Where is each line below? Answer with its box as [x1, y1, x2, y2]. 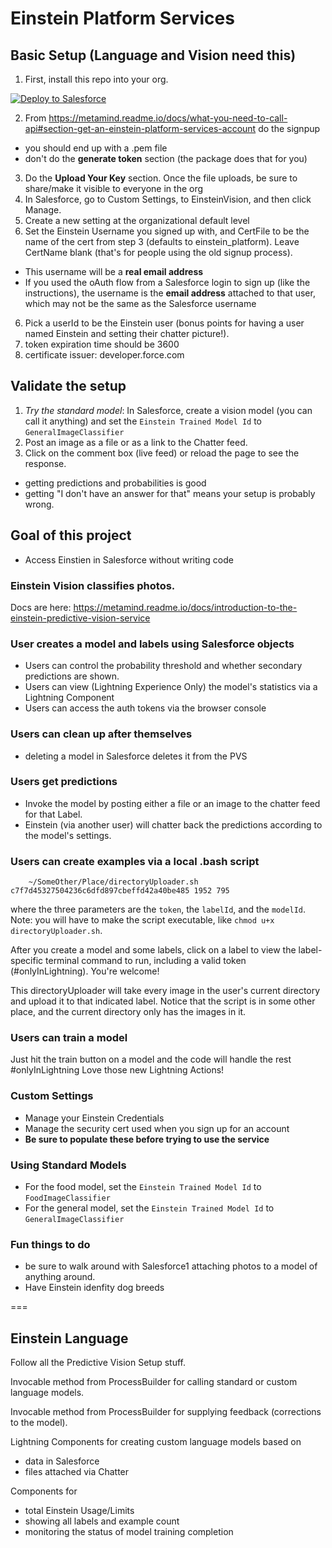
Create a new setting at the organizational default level [24, 215, 250, 226]
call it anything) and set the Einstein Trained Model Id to [24, 415, 263, 427]
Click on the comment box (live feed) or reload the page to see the [24, 447, 300, 459]
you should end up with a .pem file [24, 142, 168, 154]
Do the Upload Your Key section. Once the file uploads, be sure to [24, 172, 298, 184]
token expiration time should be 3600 [24, 338, 180, 350]
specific [10, 955, 44, 967]
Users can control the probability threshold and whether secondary [24, 660, 303, 672]
